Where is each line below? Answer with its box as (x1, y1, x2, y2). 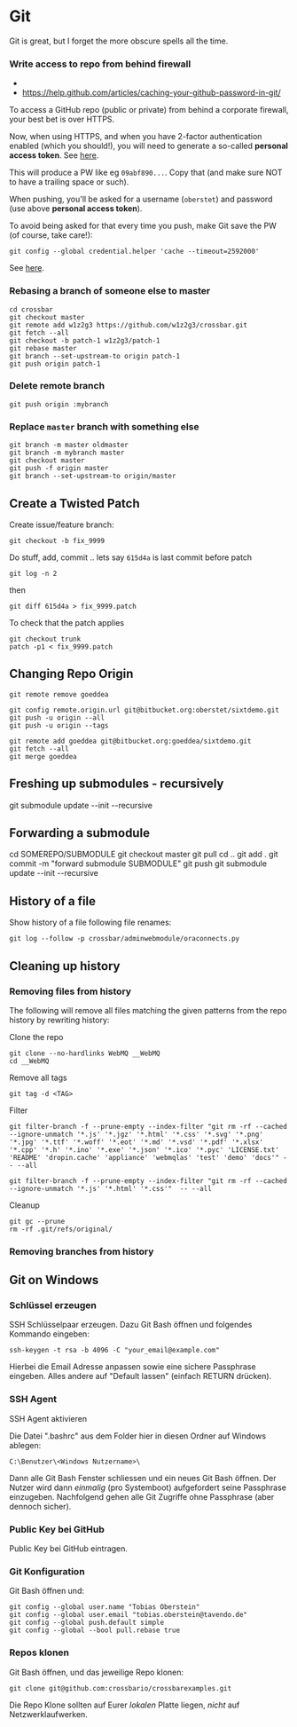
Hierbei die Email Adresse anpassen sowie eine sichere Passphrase (9, 1361, 256, 1372)
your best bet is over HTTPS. (9, 114, 115, 125)
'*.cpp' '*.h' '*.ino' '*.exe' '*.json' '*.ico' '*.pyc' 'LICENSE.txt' (9, 1145, 279, 1155)
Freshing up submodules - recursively (9, 777, 224, 792)
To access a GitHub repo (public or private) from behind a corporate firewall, (9, 105, 289, 115)
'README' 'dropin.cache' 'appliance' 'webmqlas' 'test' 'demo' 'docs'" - (9, 1153, 288, 1162)
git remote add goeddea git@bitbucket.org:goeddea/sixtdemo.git (9, 737, 252, 745)
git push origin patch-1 (9, 359, 101, 368)
